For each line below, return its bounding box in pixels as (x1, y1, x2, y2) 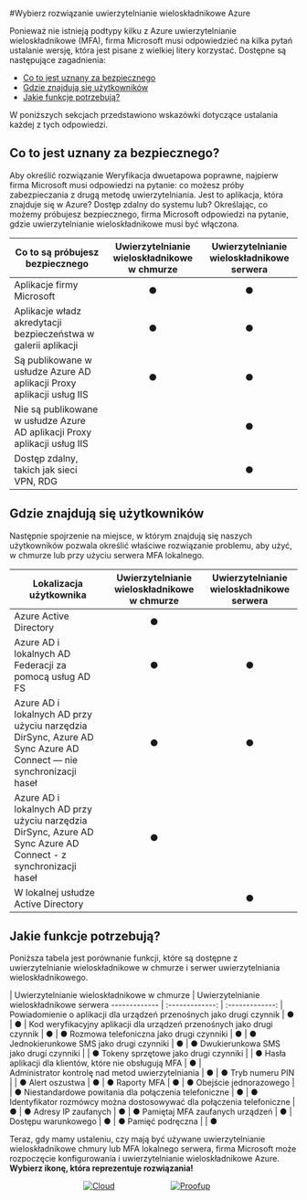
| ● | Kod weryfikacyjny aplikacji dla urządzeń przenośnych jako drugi (9, 1019, 273, 1030)
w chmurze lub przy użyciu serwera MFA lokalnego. (9, 549, 205, 560)
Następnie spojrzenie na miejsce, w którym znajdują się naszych (9, 530, 253, 541)
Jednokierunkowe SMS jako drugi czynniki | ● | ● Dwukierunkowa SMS (9, 1038, 281, 1049)
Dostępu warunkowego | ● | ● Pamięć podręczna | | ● (9, 1116, 217, 1127)
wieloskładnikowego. (9, 972, 89, 983)
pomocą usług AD (14, 670, 91, 683)
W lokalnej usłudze (14, 886, 96, 898)
